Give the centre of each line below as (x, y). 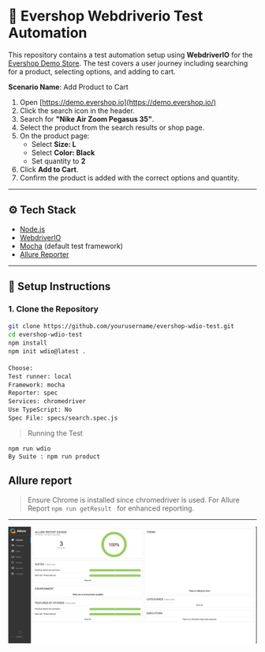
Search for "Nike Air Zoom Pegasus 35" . (87, 119)
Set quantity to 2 (58, 160)
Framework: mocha (37, 385)
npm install (28, 343)
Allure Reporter (44, 254)
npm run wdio (30, 448)
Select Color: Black (63, 153)
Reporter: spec (33, 393)
